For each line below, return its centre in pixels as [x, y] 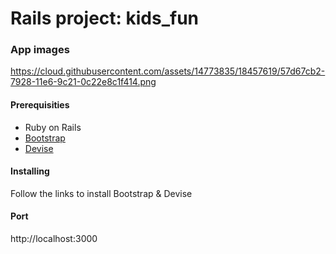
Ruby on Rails [53, 127]
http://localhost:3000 [54, 239]
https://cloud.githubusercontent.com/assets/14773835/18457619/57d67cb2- [168, 71]
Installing [30, 171]
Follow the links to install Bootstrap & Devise [101, 193]
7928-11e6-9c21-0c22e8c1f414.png [83, 82]
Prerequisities [40, 105]
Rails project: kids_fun [105, 18]
